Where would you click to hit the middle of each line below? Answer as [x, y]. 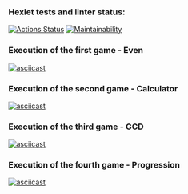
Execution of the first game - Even [76, 51]
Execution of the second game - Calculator [93, 88]
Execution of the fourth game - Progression [94, 165]
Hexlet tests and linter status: [67, 12]
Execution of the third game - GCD [76, 127]
